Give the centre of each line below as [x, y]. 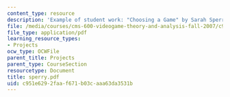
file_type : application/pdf [47, 32]
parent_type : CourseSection [47, 64]
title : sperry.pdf [33, 77]
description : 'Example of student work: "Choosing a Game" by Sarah [107, 20]
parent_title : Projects [41, 58]
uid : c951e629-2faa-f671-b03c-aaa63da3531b [70, 83]
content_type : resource [41, 13]
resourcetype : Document [41, 70]
